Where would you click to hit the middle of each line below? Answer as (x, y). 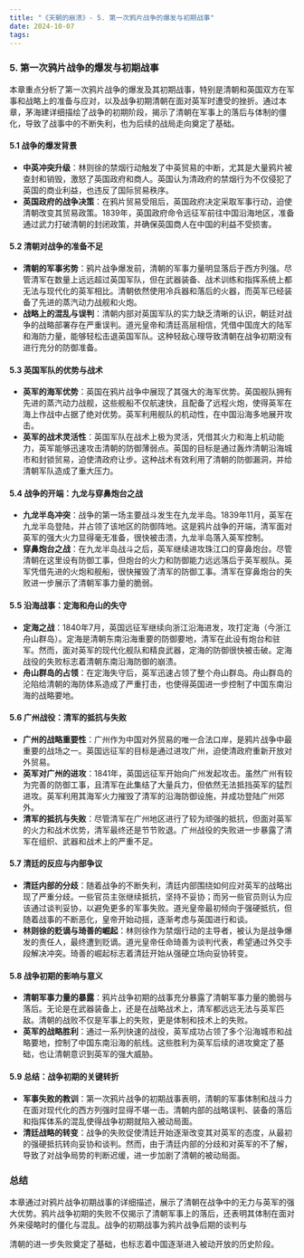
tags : (19, 34)
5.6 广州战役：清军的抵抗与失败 (68, 718)
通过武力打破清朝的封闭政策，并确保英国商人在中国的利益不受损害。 (149, 224)
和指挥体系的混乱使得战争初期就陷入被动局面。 (109, 1121)
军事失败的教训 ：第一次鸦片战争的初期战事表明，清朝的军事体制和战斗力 (157, 1098)
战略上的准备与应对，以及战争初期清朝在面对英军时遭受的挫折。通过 (152, 100)
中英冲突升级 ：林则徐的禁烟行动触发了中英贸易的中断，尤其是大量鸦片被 (157, 167)
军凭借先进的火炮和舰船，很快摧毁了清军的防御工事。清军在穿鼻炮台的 (153, 572)
